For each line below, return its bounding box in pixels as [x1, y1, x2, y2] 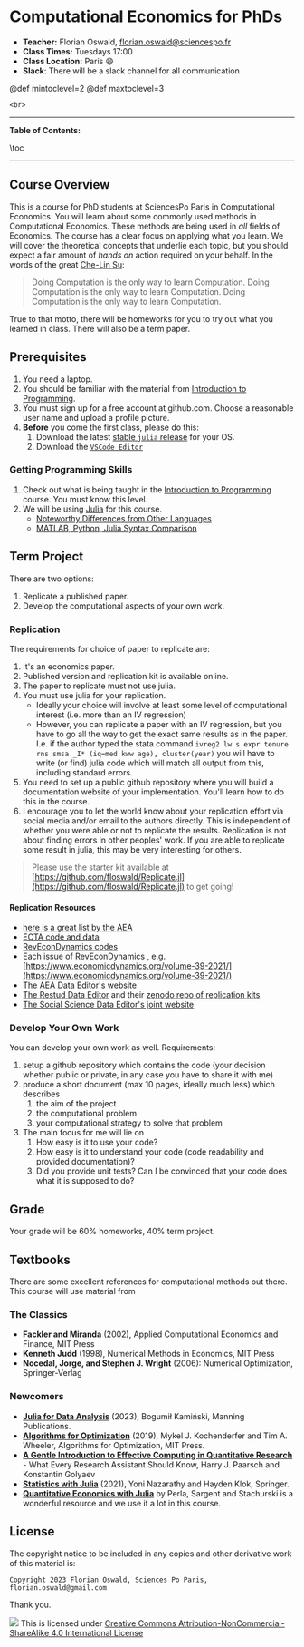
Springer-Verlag [22, 1368, 83, 1379]
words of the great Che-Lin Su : [9, 258, 125, 269]
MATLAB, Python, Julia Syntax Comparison [35, 522, 197, 533]
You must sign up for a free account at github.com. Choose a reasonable [22, 402, 294, 414]
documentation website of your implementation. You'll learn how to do [22, 786, 285, 797]
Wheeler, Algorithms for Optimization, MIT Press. [22, 1439, 205, 1450]
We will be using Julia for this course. [22, 503, 163, 514]
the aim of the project [35, 1098, 117, 1109]
